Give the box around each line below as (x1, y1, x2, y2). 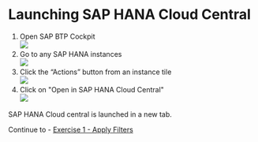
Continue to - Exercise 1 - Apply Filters (8, 125, 134, 134)
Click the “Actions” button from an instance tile (19, 67, 172, 77)
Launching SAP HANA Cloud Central (8, 6, 251, 24)
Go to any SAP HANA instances (19, 49, 122, 58)
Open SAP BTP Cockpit (19, 32, 96, 41)
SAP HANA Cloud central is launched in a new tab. (8, 109, 172, 119)
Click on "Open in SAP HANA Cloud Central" (19, 84, 164, 94)
